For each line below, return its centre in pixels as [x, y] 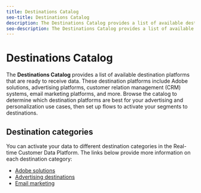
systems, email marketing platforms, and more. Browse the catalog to [92, 94]
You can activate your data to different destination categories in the [89, 146]
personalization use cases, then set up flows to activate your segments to [97, 107]
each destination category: [39, 159]
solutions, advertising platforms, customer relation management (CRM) [94, 88]
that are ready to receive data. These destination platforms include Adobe [97, 81]
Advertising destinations [45, 177]
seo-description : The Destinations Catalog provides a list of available [100, 28]
